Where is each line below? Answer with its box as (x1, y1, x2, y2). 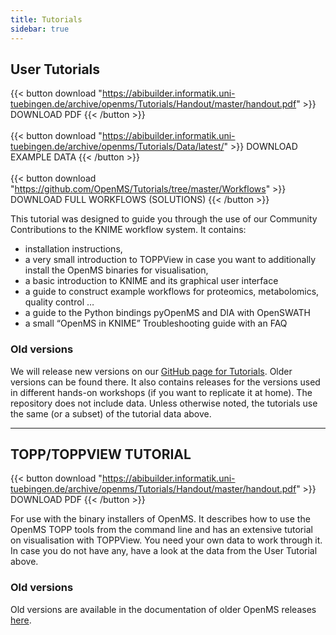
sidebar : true (10, 24, 70, 34)
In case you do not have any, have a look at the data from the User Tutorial (10, 545, 318, 557)
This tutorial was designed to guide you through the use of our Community (10, 213, 318, 225)
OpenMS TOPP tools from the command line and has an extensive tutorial (10, 524, 313, 536)
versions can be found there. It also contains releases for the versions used (10, 376, 321, 388)
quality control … (24, 296, 95, 308)
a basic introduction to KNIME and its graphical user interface (24, 275, 279, 287)
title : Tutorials (10, 14, 83, 25)
